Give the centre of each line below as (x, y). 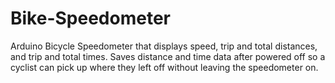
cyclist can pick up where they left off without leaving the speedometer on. (164, 67)
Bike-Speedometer (90, 18)
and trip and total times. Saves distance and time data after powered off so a (168, 56)
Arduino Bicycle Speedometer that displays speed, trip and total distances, (164, 46)
